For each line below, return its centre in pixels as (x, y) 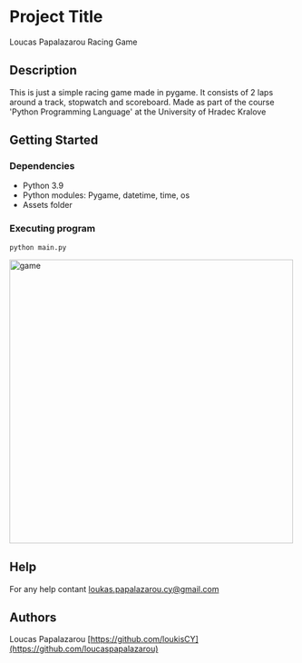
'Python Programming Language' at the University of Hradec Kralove (138, 112)
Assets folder (47, 205)
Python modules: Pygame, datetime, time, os (106, 195)
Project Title (56, 17)
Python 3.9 (43, 186)
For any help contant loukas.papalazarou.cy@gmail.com (114, 589)
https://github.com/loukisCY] (145, 639)
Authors (33, 617)
